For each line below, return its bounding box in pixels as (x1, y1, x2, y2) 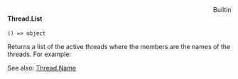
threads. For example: (7, 50, 72, 58)
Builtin (212, 6, 232, 14)
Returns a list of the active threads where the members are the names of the (7, 43, 231, 51)
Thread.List (7, 14, 43, 23)
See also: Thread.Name (7, 64, 77, 73)
